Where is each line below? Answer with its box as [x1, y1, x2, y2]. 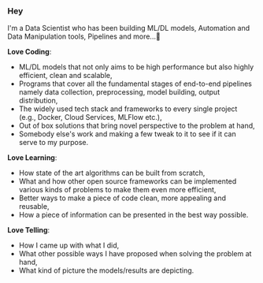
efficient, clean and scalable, [18, 71, 113, 80]
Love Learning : [7, 153, 57, 162]
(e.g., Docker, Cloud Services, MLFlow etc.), [18, 113, 162, 122]
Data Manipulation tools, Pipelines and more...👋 [7, 32, 161, 41]
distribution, [18, 96, 58, 106]
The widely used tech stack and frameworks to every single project [18, 104, 238, 114]
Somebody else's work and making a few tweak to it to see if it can [18, 129, 237, 139]
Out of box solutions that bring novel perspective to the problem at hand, [18, 121, 255, 131]
